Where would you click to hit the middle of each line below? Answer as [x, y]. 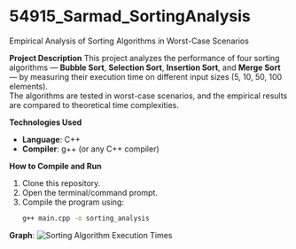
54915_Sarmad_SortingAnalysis [130, 16]
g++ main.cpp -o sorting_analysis [86, 218]
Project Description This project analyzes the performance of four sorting [144, 58]
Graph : [22, 235]
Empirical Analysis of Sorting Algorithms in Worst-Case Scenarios [129, 41]
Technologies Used [46, 122]
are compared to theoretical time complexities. [94, 105]
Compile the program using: [73, 202]
